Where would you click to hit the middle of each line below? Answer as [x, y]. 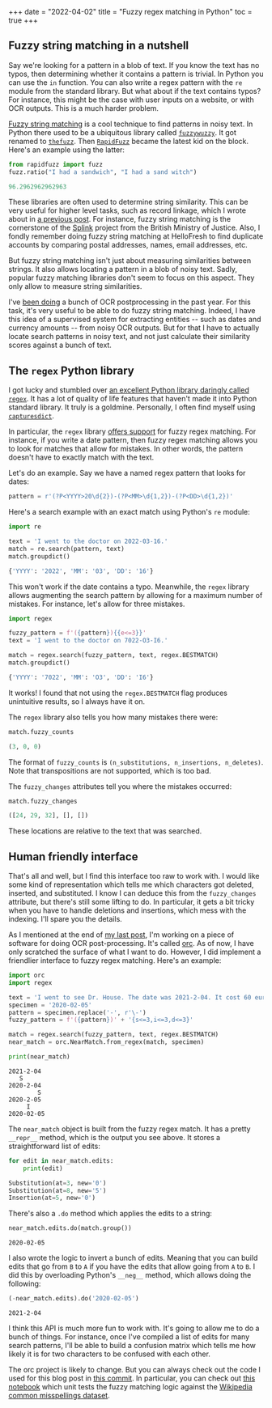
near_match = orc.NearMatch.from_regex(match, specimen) [106, 1042]
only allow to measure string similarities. [75, 286]
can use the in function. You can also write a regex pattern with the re [125, 82]
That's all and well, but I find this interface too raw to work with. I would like [134, 876]
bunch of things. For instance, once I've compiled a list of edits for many [129, 1337]
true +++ [23, 20]
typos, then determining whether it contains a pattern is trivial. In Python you [136, 74]
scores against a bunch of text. [60, 345]
